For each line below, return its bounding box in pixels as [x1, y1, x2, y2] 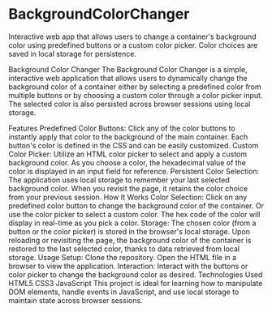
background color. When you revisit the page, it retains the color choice [8, 183, 248, 193]
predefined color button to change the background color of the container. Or [8, 200, 264, 211]
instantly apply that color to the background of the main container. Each [8, 131, 248, 142]
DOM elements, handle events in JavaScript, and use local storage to [8, 287, 240, 297]
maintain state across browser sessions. [8, 295, 144, 305]
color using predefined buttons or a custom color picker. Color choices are [8, 40, 258, 49]
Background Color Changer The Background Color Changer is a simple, [8, 64, 248, 74]
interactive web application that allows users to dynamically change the [8, 73, 248, 83]
